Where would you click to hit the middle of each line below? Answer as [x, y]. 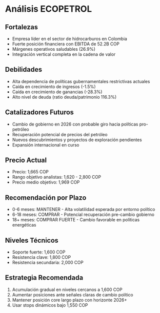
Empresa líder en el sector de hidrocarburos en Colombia [70, 39]
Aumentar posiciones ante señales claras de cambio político [72, 294]
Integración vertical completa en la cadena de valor [64, 54]
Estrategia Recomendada [44, 278]
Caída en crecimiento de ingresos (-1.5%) [54, 86]
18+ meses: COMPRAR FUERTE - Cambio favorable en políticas [76, 220]
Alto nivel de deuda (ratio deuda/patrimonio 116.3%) [64, 97]
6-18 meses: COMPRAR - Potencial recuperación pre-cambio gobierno [83, 215]
